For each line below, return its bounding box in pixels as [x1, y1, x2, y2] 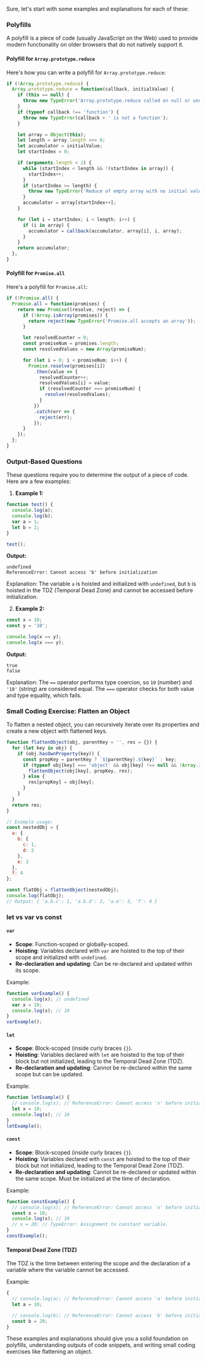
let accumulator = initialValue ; [17, 143, 103, 149]
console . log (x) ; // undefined [12, 996, 89, 1002]
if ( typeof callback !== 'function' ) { [17, 109, 120, 115]
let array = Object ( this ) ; [17, 131, 86, 137]
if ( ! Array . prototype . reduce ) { [6, 80, 89, 87]
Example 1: [15, 490, 44, 497]
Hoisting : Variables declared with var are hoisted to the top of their [15, 947, 185, 954]
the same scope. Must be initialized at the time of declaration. [15, 1174, 172, 1182]
